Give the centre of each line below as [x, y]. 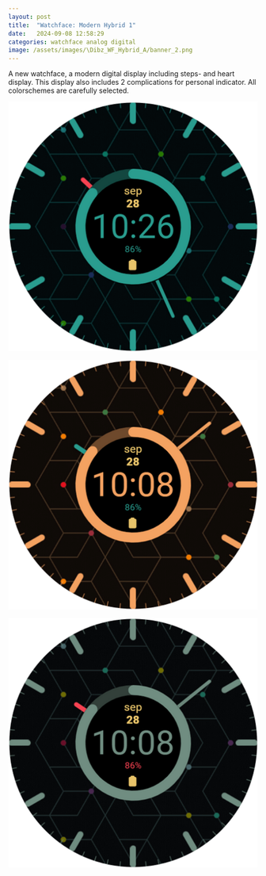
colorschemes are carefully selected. [68, 90]
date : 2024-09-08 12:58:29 [56, 33]
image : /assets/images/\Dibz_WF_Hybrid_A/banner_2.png [101, 50]
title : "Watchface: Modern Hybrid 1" [72, 25]
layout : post [30, 17]
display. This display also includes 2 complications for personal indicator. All [132, 82]
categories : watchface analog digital [72, 42]
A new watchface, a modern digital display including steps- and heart [122, 74]
